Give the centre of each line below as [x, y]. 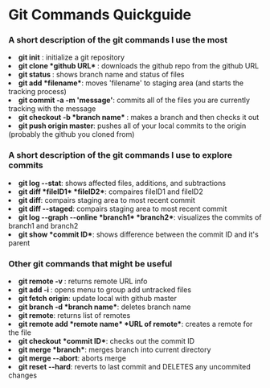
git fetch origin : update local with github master [98, 299]
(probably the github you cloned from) [72, 134]
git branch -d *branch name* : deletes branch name [105, 307]
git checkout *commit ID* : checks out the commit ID [107, 341]
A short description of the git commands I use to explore [121, 155]
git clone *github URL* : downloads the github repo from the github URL [139, 66]
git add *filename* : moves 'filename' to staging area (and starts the [131, 83]
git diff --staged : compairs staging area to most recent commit [123, 208]
